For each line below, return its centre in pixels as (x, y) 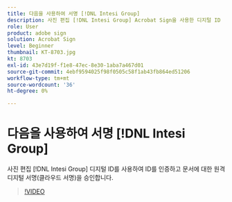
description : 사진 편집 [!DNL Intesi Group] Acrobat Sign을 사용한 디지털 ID (114, 20)
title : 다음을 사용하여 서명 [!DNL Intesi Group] (74, 14)
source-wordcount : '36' (42, 85)
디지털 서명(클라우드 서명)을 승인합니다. (61, 178)
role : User (23, 26)
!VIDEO (34, 192)
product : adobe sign (37, 33)
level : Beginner (30, 46)
